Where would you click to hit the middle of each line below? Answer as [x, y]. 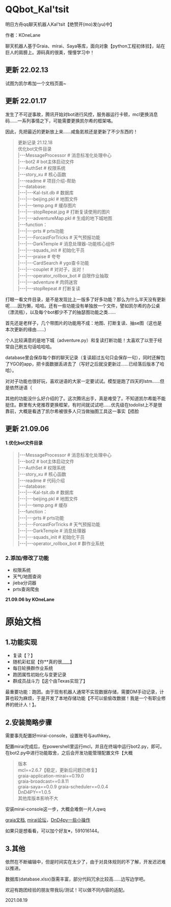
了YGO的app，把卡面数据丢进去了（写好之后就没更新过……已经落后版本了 [83, 364]
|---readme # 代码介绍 [41, 481]
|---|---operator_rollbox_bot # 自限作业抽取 [63, 276]
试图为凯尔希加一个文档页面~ [36, 83]
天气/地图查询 [27, 577]
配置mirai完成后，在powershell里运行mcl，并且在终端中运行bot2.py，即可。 [85, 746]
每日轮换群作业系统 [33, 668]
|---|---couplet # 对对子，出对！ [51, 269]
